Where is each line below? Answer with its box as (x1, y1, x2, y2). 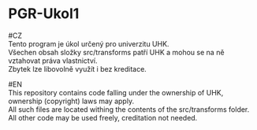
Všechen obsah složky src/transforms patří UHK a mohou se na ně (8, 47, 225, 57)
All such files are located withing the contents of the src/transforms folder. (8, 104, 250, 114)
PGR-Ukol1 (8, 5, 80, 23)
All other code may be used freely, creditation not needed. (8, 113, 198, 122)
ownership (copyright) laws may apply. (8, 96, 135, 106)
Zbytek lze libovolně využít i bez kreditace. (8, 64, 147, 73)
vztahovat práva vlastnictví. (8, 56, 98, 65)
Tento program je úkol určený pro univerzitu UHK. (8, 39, 169, 48)
